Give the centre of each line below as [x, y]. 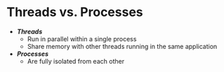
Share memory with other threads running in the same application [122, 46]
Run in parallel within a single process [82, 38]
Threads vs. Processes [75, 12]
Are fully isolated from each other [75, 61]
